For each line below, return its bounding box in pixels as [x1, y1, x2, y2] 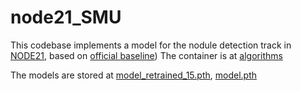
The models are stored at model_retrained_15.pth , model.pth [10, 69, 257, 81]
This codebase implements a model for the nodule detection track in [10, 39, 292, 51]
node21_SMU [10, 6, 122, 29]
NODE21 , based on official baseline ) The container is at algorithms [10, 49, 283, 61]
